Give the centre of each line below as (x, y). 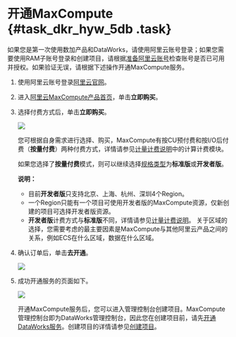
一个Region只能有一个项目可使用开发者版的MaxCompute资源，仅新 (125, 202)
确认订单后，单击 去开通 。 (55, 253)
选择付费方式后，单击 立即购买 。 (64, 112)
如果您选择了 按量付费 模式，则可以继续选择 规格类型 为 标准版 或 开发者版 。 (122, 164)
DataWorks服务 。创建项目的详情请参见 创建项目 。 (89, 326)
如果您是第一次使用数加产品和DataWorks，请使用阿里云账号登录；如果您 (113, 49)
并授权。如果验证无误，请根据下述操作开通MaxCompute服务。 (98, 67)
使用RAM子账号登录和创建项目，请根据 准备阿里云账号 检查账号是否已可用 (119, 58)
